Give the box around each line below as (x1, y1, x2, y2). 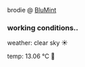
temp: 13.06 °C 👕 (7, 52, 55, 61)
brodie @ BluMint (7, 6, 57, 14)
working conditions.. (7, 23, 79, 32)
